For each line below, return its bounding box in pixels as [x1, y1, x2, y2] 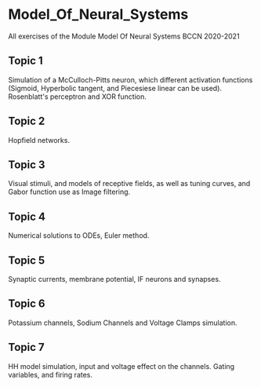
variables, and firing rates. [8, 370, 92, 379]
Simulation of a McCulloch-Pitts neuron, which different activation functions [8, 75, 253, 84]
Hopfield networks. [8, 135, 71, 144]
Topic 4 [8, 210, 45, 223]
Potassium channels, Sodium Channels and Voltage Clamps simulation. [8, 318, 237, 327]
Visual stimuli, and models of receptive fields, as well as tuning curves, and [8, 179, 251, 188]
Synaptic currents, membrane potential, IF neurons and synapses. [8, 275, 221, 283]
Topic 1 [8, 54, 43, 68]
